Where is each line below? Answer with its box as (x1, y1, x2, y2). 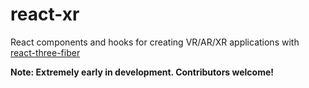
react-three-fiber (10, 46, 81, 58)
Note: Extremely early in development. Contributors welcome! (10, 66, 275, 78)
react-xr (10, 3, 80, 26)
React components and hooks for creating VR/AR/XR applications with (10, 36, 300, 48)
